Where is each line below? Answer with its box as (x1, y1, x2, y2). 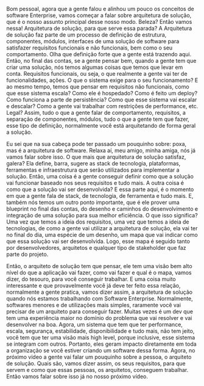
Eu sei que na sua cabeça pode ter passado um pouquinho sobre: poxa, (6, 140, 187, 147)
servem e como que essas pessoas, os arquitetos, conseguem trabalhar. (6, 366, 189, 373)
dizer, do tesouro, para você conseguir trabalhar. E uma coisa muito (6, 275, 177, 283)
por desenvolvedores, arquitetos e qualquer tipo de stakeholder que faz (6, 244, 187, 251)
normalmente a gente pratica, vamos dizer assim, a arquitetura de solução (6, 288, 193, 296)
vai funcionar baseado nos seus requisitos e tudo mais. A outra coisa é (6, 180, 185, 186)
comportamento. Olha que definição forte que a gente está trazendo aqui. (6, 51, 192, 57)
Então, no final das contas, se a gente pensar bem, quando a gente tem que (6, 57, 197, 64)
